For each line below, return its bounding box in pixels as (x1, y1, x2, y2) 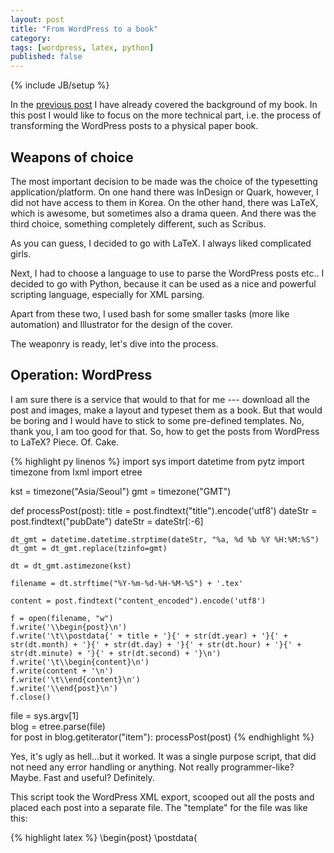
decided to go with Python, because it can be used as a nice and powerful (10, 277, 317, 290)
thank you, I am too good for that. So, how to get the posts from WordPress (10, 425, 320, 437)
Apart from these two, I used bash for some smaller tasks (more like (10, 307, 290, 320)
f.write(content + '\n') (10, 666, 114, 676)
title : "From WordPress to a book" (10, 24, 159, 34)
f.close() (10, 692, 52, 702)
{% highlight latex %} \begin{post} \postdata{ (10, 831, 198, 843)
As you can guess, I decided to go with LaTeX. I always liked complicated (10, 237, 312, 249)
